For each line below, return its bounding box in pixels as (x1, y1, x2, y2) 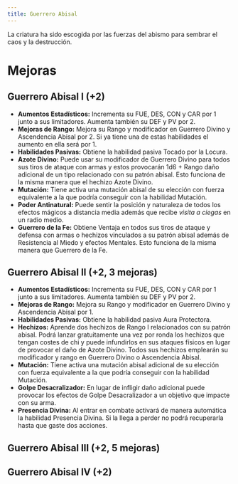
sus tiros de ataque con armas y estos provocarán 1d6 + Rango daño (17, 162, 220, 171)
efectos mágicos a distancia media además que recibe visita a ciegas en (17, 208, 231, 216)
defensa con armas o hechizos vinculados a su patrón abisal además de (17, 231, 229, 239)
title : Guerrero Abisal (7, 10, 78, 18)
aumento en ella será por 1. (17, 140, 97, 148)
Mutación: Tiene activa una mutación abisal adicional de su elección (17, 361, 220, 369)
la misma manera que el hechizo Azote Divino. (17, 177, 153, 186)
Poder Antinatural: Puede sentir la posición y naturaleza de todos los (17, 200, 222, 209)
